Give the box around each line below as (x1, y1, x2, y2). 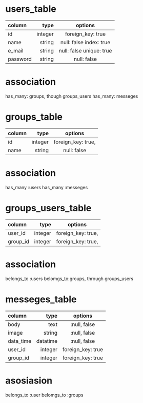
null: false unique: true (58, 47, 112, 54)
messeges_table (5, 294, 77, 305)
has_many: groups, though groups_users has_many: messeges (5, 93, 138, 99)
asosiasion (5, 375, 53, 386)
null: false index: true (60, 39, 111, 46)
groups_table (5, 111, 63, 123)
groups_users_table (5, 202, 92, 214)
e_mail (8, 47, 24, 54)
